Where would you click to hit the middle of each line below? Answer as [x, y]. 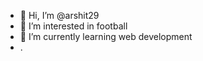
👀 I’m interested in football [73, 26]
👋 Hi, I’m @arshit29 [59, 15]
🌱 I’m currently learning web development [106, 36]
